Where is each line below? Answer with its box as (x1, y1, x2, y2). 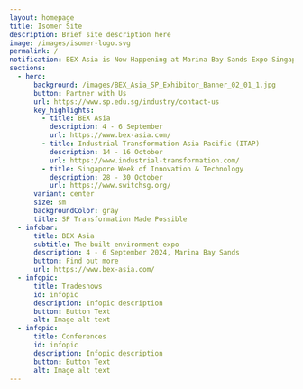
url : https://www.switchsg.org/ (49, 181, 171, 190)
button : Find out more (32, 256, 119, 266)
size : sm (32, 198, 67, 208)
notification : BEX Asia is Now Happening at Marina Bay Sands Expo (9, 55, 269, 64)
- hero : (17, 72, 47, 81)
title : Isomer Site (9, 22, 83, 31)
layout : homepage (9, 13, 75, 23)
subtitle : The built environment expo (32, 240, 179, 249)
